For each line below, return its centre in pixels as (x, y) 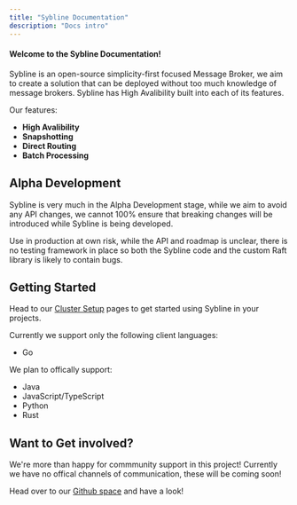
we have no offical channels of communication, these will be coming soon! (145, 474)
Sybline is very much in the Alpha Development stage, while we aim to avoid (148, 204)
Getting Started (53, 287)
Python (35, 406)
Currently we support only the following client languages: (114, 335)
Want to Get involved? (71, 443)
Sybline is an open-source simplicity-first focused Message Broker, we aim (146, 74)
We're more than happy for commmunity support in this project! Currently (143, 465)
